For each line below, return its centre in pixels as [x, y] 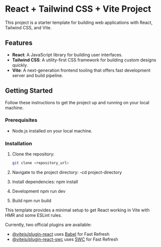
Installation [19, 143]
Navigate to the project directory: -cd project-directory [67, 172]
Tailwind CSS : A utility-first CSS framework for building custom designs [84, 60]
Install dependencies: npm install [45, 182]
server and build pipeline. [37, 75]
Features [19, 43]
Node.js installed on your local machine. [52, 131]
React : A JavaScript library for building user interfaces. [67, 55]
